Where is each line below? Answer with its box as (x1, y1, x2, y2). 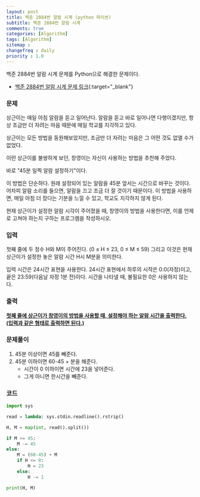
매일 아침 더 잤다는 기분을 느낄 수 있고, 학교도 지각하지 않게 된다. (14, 195, 163, 202)
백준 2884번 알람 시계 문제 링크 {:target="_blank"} (14, 83, 133, 90)
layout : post (6, 8, 39, 15)
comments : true (6, 25, 44, 32)
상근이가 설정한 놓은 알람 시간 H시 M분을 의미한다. (6, 253, 124, 260)
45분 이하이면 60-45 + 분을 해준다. (14, 357, 98, 365)
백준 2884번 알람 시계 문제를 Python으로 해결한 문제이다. (6, 70, 140, 78)
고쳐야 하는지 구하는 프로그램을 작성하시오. (12, 214, 112, 221)
